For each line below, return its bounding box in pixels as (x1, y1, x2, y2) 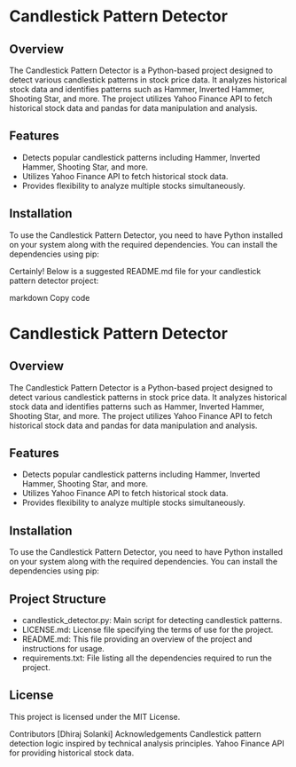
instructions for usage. (21, 644, 105, 654)
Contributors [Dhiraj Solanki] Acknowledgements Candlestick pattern (9, 728, 261, 739)
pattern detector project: (9, 275, 99, 286)
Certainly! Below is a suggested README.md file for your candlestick (9, 265, 261, 276)
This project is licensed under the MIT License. (9, 711, 181, 722)
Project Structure (9, 591, 106, 606)
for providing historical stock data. (9, 747, 135, 758)
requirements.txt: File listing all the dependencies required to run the (21, 652, 272, 663)
